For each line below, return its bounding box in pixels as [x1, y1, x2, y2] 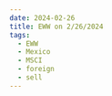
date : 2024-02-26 [9, 13, 76, 23]
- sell [17, 73, 43, 82]
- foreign [17, 65, 55, 74]
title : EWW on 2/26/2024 [9, 22, 104, 31]
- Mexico [17, 48, 51, 57]
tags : [9, 30, 30, 39]
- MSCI [17, 56, 43, 65]
